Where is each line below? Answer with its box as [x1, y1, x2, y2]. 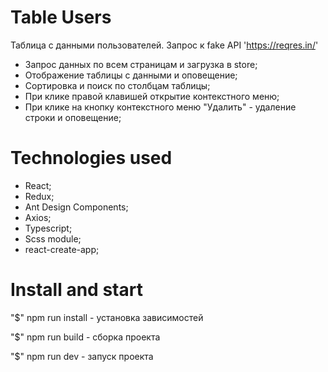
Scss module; [24, 232, 82, 245]
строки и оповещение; [24, 111, 122, 123]
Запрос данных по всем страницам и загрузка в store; [24, 58, 258, 70]
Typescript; [24, 222, 73, 234]
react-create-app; [24, 243, 100, 255]
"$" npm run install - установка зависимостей [10, 311, 204, 323]
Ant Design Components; [24, 201, 129, 213]
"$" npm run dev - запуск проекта [10, 350, 154, 362]
